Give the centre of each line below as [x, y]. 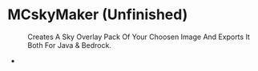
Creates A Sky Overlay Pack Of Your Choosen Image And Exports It [139, 37]
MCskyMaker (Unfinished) [98, 15]
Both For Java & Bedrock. [69, 45]
